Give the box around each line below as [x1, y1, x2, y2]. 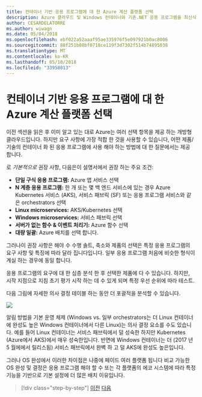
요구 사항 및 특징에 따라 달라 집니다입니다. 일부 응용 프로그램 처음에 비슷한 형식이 [6, 249, 195, 256]
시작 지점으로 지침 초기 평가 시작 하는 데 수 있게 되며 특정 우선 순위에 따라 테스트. [6, 277, 195, 284]
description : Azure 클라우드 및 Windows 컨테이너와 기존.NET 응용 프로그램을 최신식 [6, 14, 197, 20]
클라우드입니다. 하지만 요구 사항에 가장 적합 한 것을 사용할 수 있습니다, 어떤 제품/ [6, 136, 194, 143]
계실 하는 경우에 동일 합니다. [6, 256, 72, 264]
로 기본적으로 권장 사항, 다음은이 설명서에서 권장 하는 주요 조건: [6, 163, 154, 171]
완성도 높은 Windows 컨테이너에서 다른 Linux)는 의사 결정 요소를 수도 [12, 321, 176, 329]
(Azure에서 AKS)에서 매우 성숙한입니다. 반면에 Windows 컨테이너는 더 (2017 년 [6, 336, 194, 344]
